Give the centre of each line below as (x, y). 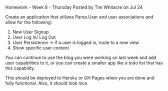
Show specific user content (40, 48)
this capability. (20, 68)
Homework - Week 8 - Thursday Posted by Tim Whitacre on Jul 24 (74, 7)
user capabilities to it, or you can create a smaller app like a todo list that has (84, 63)
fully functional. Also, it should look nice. (47, 83)
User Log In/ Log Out (34, 37)
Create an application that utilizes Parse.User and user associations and (79, 17)
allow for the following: (29, 22)
